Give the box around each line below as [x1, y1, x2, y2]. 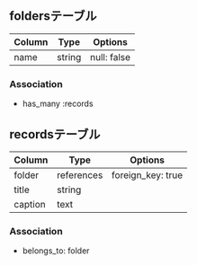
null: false [89, 50, 131, 63]
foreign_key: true [111, 169, 184, 181]
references [57, 169, 103, 181]
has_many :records [22, 98, 94, 110]
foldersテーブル [9, 8, 97, 24]
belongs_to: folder [22, 245, 90, 256]
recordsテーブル [9, 127, 101, 142]
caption [13, 198, 47, 210]
